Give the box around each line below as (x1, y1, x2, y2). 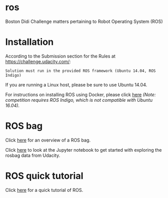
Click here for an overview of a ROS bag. (5, 137, 91, 143)
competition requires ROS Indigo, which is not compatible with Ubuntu (5, 97, 153, 103)
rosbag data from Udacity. (5, 152, 60, 158)
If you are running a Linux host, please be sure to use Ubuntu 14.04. (5, 81, 148, 88)
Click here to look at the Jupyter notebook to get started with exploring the (5, 147, 162, 153)
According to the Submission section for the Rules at (5, 53, 116, 59)
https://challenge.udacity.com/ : (5, 58, 71, 65)
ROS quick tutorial (5, 170, 83, 182)
